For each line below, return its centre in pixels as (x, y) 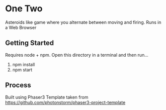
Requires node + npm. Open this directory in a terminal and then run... (77, 55)
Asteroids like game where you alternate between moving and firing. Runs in (83, 22)
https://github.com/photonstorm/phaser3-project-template (65, 102)
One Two (24, 9)
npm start (22, 70)
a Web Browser (21, 27)
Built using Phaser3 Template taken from (47, 97)
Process (18, 85)
